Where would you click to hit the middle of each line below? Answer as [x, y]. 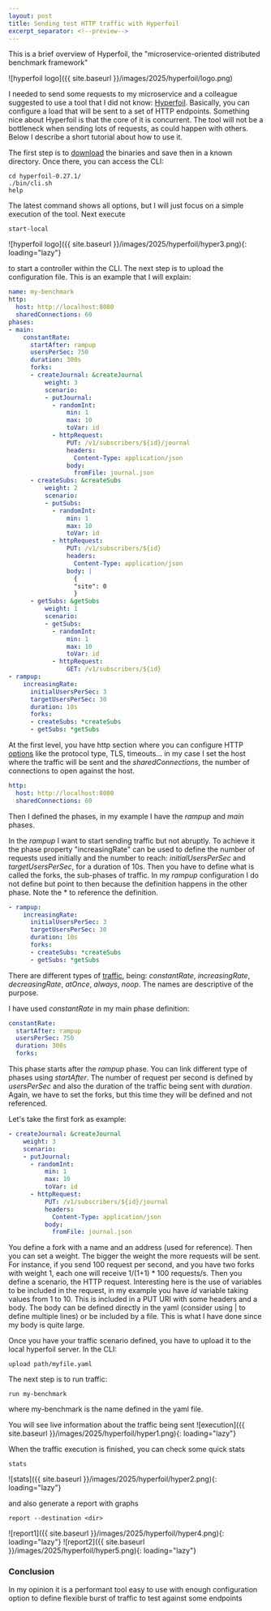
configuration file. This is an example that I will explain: [100, 277]
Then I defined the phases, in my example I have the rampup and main [127, 816]
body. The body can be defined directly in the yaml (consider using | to [127, 1308]
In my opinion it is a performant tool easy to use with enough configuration [133, 1589]
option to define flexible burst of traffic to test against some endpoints [125, 1598]
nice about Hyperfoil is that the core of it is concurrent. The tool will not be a [136, 120]
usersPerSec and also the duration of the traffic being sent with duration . [131, 1086]
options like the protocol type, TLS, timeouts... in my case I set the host [127, 754]
